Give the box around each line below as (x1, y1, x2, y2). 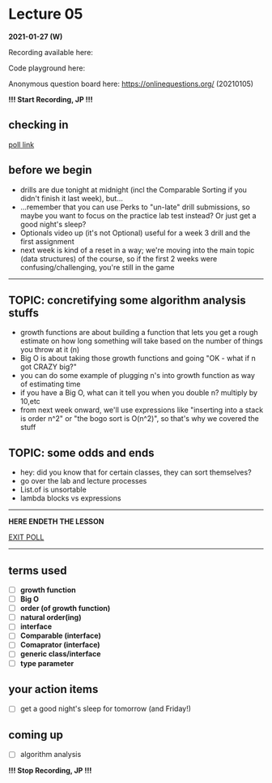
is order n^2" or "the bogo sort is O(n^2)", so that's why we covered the (19, 414, 259, 424)
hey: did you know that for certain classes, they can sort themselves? (19, 467, 253, 477)
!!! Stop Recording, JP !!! (8, 766, 92, 776)
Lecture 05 (8, 5, 83, 24)
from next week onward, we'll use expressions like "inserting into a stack (19, 405, 264, 415)
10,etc (19, 397, 40, 407)
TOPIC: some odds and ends (8, 445, 155, 459)
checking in (8, 118, 69, 132)
